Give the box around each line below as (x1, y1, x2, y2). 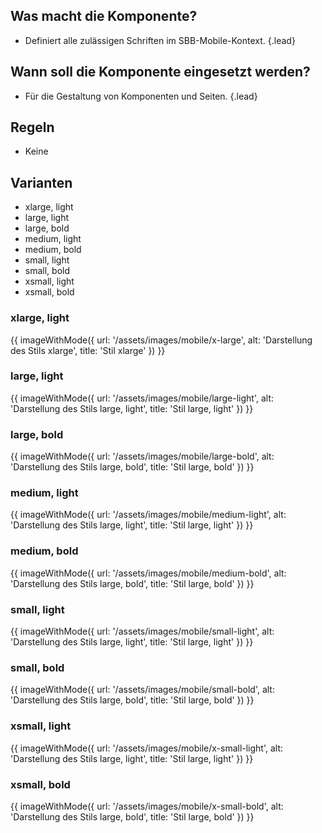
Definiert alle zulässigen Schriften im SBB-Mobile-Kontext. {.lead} (24, 34, 296, 46)
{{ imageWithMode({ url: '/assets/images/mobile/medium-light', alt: (10, 509, 287, 521)
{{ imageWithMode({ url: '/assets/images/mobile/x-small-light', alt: (10, 742, 284, 754)
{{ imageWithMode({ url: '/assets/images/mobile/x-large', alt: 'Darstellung (10, 334, 313, 346)
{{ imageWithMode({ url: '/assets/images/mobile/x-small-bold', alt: (10, 800, 284, 812)
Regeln (10, 119, 55, 136)
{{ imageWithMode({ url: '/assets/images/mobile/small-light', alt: (10, 625, 275, 638)
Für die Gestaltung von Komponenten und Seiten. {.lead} (24, 90, 258, 102)
